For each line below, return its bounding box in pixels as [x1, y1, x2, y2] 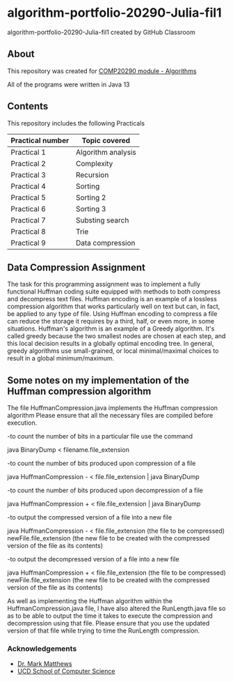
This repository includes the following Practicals [7, 119, 145, 127]
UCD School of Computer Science [17, 667, 115, 676]
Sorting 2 [75, 192, 106, 202]
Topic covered [81, 135, 131, 145]
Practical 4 [10, 181, 47, 191]
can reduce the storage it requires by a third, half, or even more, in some [7, 317, 214, 326]
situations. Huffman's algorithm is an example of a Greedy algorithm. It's [7, 324, 215, 333]
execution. [7, 418, 38, 427]
